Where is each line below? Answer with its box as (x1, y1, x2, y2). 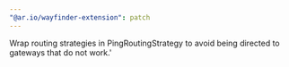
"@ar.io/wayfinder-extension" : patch (9, 13, 151, 22)
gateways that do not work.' (9, 46, 112, 58)
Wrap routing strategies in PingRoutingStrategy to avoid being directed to (9, 38, 280, 48)
